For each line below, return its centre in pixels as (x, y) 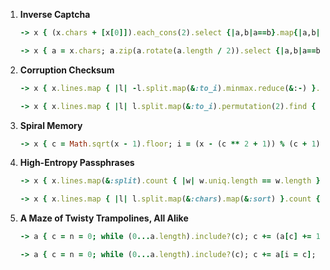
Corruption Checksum (67, 70)
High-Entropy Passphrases (77, 163)
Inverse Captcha (55, 14)
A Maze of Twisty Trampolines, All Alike (104, 218)
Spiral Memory (51, 125)
